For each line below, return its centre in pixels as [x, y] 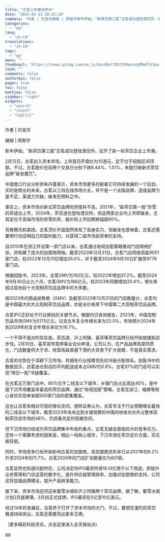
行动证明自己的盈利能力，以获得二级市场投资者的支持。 [69, 236]
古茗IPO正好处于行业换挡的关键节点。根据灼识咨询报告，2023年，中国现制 [81, 315]
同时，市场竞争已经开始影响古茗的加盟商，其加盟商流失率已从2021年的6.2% [82, 451]
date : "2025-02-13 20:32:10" [35, 14]
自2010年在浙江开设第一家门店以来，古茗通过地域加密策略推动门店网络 [77, 246]
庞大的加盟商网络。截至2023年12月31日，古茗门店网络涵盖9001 [95, 253]
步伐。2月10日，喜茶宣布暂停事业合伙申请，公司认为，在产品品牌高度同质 [80, 344]
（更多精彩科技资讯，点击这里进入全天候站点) [51, 524]
